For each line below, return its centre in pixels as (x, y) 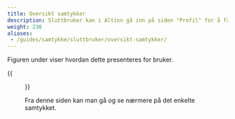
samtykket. (41, 108)
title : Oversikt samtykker (47, 14)
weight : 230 (24, 27)
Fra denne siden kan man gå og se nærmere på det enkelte (110, 100)
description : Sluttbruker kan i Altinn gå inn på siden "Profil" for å (114, 20)
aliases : (20, 33)
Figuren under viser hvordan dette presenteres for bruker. (90, 59)
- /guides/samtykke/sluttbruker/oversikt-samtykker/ (89, 40)
